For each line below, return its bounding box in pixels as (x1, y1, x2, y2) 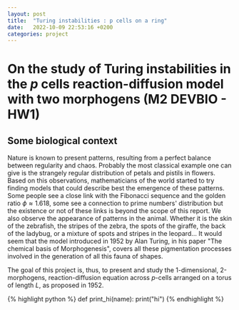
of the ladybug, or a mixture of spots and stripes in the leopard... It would (7, 229, 223, 238)
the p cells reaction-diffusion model (7, 76, 224, 93)
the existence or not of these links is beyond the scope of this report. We (7, 207, 221, 215)
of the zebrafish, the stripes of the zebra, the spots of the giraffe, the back (7, 222, 226, 230)
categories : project (7, 30, 69, 38)
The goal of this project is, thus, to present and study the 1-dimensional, (7, 266, 219, 274)
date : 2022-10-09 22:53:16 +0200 (7, 24, 113, 31)
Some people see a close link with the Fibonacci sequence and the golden (7, 192, 226, 200)
